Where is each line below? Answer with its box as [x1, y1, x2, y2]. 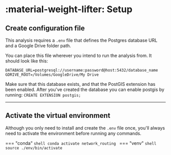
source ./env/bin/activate [5, 145, 63, 150]
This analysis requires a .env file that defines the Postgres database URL [5, 37, 158, 43]
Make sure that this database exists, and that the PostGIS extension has [5, 81, 156, 87]
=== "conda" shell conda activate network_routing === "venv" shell [5, 140, 157, 146]
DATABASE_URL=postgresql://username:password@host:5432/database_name [5, 68, 158, 73]
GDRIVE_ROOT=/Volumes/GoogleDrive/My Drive [5, 72, 99, 77]
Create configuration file [5, 24, 85, 33]
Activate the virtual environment [5, 111, 110, 120]
